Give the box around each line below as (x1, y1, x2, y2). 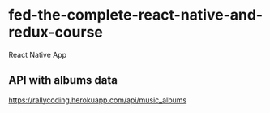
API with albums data (8, 73, 118, 87)
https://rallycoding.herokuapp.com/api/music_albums (8, 95, 187, 105)
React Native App (8, 50, 67, 59)
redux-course (8, 23, 104, 41)
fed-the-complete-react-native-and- (8, 6, 264, 24)
